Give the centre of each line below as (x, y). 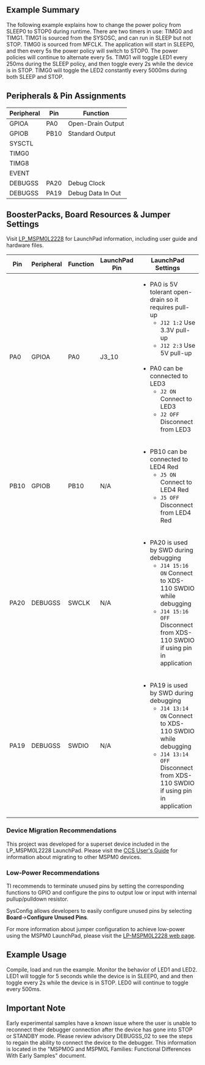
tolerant (161, 292)
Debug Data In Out (94, 193)
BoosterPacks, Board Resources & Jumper (88, 215)
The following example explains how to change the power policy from (94, 24)
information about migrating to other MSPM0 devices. (74, 857)
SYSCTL (21, 143)
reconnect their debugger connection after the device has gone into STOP (99, 1030)
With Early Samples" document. (46, 1055)
